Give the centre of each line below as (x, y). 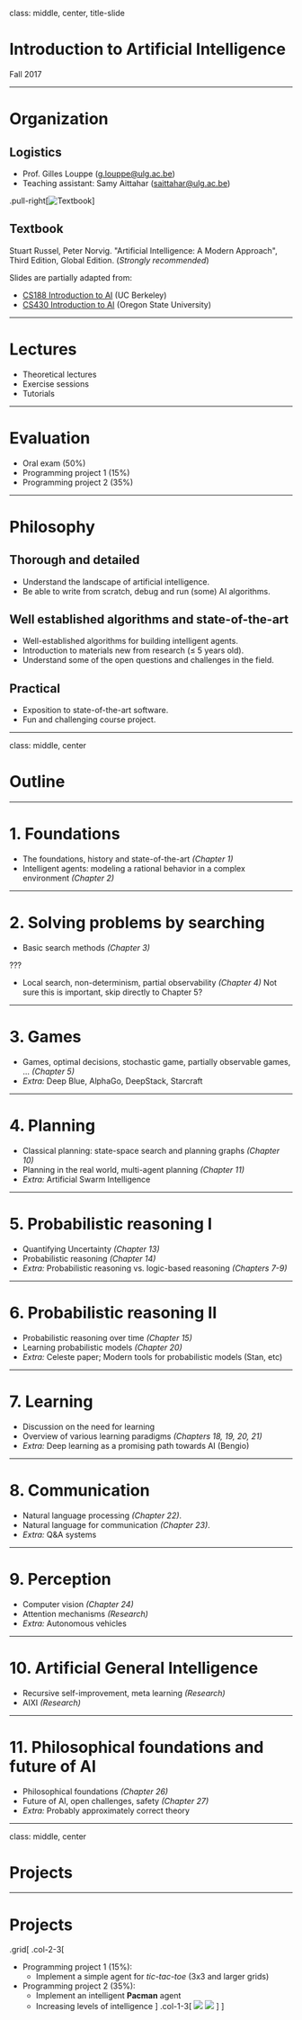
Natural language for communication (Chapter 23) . (116, 1524)
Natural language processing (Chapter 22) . (102, 1515)
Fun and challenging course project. (89, 720)
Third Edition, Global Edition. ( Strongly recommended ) (109, 260)
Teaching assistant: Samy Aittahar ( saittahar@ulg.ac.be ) (126, 183)
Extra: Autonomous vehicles (75, 1623)
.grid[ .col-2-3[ (37, 1950)
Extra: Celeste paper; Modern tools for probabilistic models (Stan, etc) (152, 1356)
